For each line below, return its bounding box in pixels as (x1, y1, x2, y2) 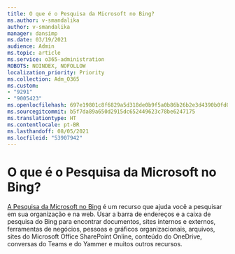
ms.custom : (7, 82, 39, 89)
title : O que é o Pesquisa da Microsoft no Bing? (7, 10, 155, 18)
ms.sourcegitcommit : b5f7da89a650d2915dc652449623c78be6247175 (7, 108, 196, 115)
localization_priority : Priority (7, 69, 105, 76)
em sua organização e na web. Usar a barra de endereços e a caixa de (7, 210, 211, 218)
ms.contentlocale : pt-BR (7, 121, 80, 128)
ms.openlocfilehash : (7, 102, 68, 109)
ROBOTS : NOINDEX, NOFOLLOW (7, 62, 86, 69)
